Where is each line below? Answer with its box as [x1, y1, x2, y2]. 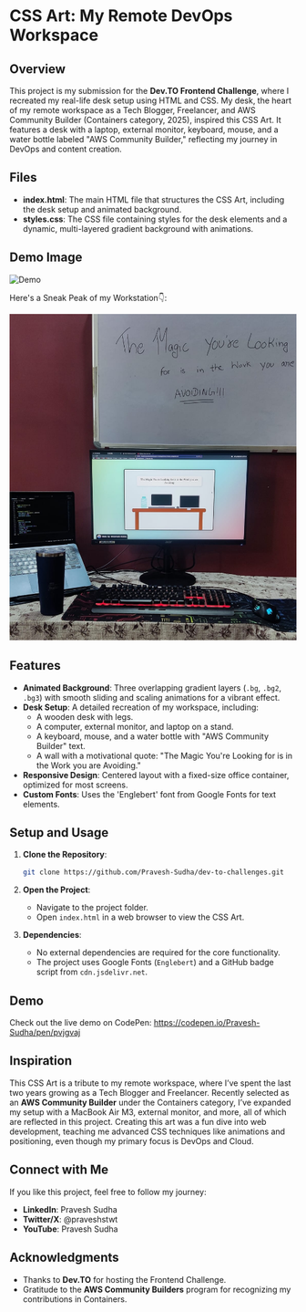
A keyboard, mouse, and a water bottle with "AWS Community [36, 731, 270, 742]
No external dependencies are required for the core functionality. [36, 947, 280, 958]
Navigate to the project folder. [36, 902, 148, 913]
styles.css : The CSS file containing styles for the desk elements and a [22, 213, 288, 224]
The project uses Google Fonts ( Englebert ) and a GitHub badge [36, 957, 275, 968]
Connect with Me [9, 1162, 109, 1178]
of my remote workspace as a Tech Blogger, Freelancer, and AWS [9, 105, 257, 115]
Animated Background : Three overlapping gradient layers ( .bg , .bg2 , [22, 682, 282, 693]
